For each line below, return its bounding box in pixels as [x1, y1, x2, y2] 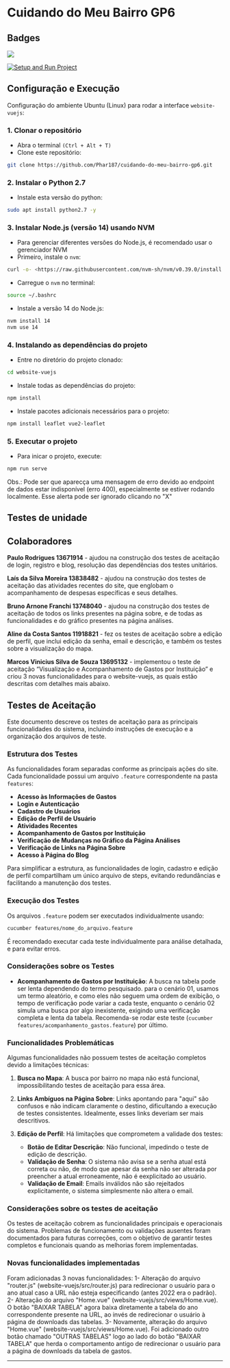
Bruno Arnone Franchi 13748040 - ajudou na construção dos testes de [7, 602, 210, 611]
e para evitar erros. [7, 944, 62, 953]
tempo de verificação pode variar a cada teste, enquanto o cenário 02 [16, 999, 215, 1007]
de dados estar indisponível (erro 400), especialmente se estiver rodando [7, 485, 215, 493]
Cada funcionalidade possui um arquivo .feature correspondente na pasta [7, 772, 218, 781]
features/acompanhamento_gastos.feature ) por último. [16, 1021, 168, 1029]
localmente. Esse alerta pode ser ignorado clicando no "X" [7, 492, 172, 501]
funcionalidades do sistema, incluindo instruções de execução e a [7, 725, 194, 733]
